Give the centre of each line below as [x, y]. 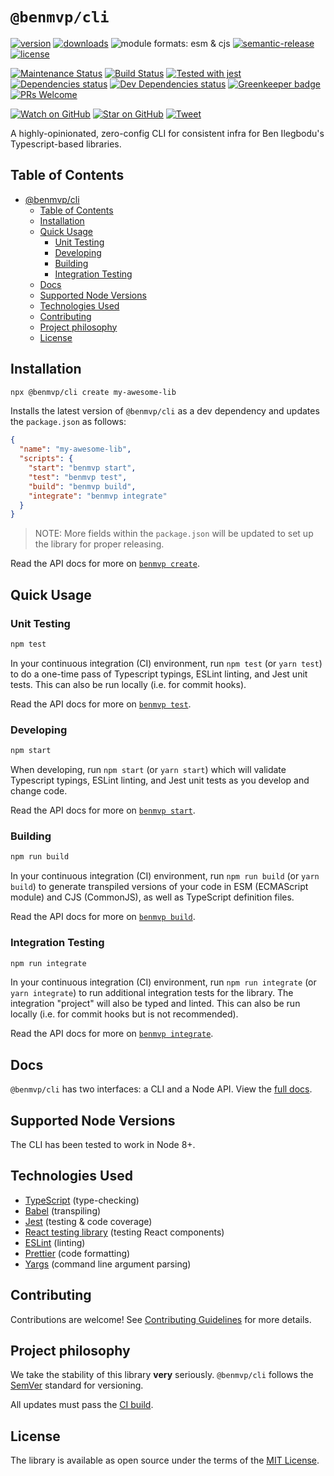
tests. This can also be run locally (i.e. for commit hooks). [128, 684]
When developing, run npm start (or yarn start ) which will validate [148, 770]
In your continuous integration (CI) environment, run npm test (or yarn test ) [166, 663]
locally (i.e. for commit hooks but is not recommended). [124, 1014]
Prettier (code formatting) [77, 1253]
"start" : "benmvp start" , [82, 468]
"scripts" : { [46, 459]
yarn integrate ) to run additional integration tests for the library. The [152, 993]
